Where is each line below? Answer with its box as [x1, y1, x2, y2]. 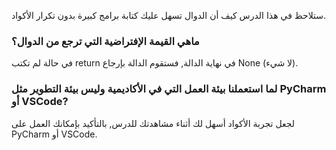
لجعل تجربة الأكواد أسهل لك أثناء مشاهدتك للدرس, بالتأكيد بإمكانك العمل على [11, 117, 296, 129]
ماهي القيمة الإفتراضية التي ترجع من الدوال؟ [11, 34, 200, 48]
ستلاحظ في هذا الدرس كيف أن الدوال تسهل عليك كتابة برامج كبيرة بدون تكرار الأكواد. [11, 10, 327, 21]
